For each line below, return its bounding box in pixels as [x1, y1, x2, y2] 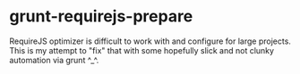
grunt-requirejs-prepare [9, 6, 193, 27]
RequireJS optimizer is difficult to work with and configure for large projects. [9, 36, 291, 46]
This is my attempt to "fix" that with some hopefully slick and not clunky [9, 45, 275, 55]
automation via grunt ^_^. [9, 54, 99, 65]
